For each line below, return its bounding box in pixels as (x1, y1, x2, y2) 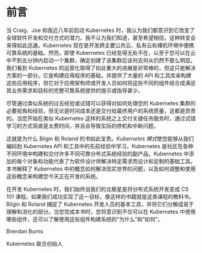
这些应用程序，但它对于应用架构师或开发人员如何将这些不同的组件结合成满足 (6, 79, 196, 86)
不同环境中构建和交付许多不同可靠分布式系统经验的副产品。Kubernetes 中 (6, 150, 189, 157)
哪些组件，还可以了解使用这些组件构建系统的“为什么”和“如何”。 (6, 215, 164, 223)
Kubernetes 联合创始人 (6, 240, 63, 247)
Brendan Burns (6, 227, 43, 235)
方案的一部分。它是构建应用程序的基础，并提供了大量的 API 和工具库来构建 (6, 72, 192, 79)
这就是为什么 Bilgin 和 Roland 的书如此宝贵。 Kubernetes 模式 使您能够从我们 (6, 135, 194, 142)
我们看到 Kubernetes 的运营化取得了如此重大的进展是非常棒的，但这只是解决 (6, 64, 196, 71)
